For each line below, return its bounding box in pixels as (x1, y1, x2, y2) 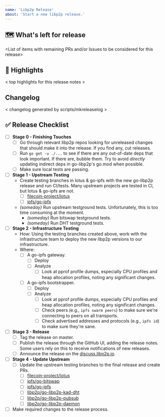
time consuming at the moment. (19, 209, 85, 215)
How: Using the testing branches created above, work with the (19, 231, 147, 237)
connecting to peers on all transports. (41, 312, 119, 319)
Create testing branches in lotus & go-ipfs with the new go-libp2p (19, 177, 153, 183)
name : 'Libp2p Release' (5, 7, 54, 12)
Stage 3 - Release (12, 329, 49, 334)
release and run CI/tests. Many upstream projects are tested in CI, (19, 183, 154, 189)
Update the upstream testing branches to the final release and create (19, 362, 161, 368)
